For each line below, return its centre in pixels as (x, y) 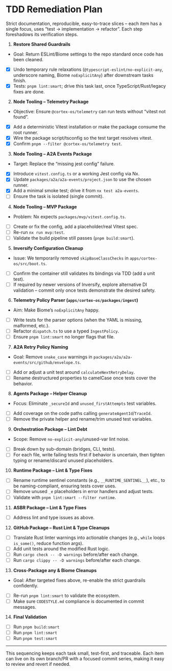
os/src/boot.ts (29, 264)
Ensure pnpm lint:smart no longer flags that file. (64, 337)
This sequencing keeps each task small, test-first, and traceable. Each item (85, 653)
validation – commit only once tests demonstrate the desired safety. (84, 290)
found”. (21, 117)
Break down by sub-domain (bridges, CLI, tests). (64, 449)
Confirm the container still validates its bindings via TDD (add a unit (84, 273)
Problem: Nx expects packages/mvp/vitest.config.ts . (70, 216)
